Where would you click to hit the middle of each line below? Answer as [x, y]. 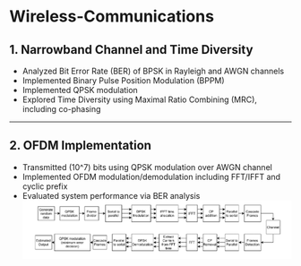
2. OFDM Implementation [81, 146]
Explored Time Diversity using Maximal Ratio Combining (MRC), [140, 99]
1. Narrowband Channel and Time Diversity [131, 50]
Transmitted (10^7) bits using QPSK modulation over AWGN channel [147, 167]
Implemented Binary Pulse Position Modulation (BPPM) [124, 81]
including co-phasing [61, 109]
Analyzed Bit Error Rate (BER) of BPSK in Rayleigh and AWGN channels [153, 71]
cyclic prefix [45, 186]
